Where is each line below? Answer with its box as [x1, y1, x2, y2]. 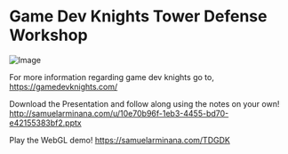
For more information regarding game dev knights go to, [9, 71, 215, 82]
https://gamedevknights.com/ [9, 81, 118, 92]
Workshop [9, 25, 88, 45]
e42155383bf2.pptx [9, 118, 82, 128]
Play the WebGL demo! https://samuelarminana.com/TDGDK [9, 134, 231, 145]
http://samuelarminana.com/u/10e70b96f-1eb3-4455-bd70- [9, 108, 229, 118]
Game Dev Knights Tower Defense [9, 6, 268, 27]
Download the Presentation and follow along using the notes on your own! [9, 98, 280, 109]
